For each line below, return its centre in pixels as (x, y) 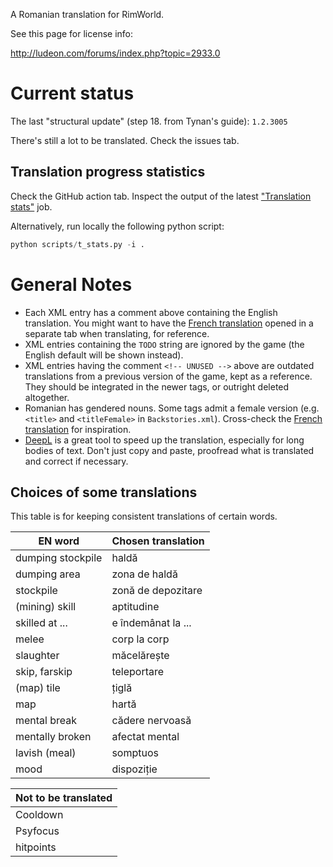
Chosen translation (158, 541)
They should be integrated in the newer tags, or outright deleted (157, 386)
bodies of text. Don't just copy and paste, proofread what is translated (169, 450)
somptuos (135, 753)
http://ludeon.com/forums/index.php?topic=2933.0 (115, 53)
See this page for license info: (72, 33)
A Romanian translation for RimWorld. (87, 14)
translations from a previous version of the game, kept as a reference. (168, 376)
